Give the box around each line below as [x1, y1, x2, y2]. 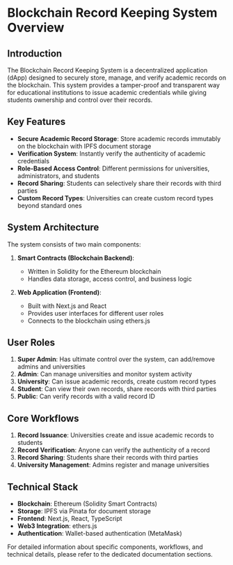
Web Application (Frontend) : [17, 288, 102, 296]
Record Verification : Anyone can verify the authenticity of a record [17, 446, 210, 455]
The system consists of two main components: [7, 240, 141, 249]
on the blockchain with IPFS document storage [17, 142, 152, 150]
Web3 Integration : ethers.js [17, 522, 97, 530]
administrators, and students [17, 171, 99, 179]
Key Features [7, 116, 66, 128]
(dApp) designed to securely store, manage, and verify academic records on [7, 73, 227, 82]
